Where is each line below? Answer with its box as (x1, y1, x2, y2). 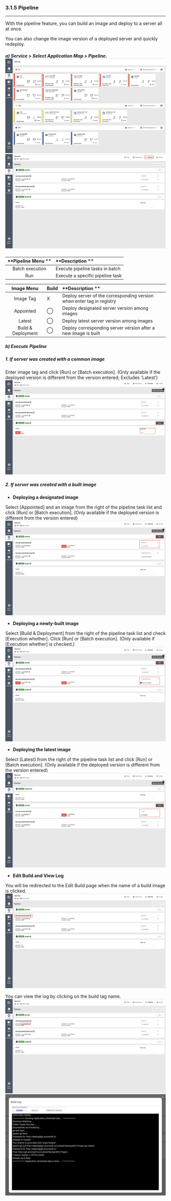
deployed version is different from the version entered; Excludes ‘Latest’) (5, 374, 158, 381)
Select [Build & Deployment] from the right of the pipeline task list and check (5, 630, 166, 636)
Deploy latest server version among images (62, 317, 153, 324)
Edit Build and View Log (12, 872, 64, 878)
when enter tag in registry (62, 298, 116, 304)
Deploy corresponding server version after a (62, 325, 155, 331)
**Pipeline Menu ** (7, 258, 52, 264)
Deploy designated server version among (62, 305, 149, 311)
